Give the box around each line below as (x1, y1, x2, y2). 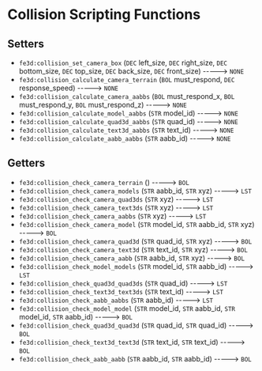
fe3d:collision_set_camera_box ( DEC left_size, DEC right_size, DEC (18, 58, 228, 67)
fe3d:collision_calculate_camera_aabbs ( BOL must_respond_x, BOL (18, 92, 235, 100)
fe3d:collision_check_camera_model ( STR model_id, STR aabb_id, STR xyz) (18, 219, 255, 229)
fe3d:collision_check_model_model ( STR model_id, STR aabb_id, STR (18, 303, 236, 313)
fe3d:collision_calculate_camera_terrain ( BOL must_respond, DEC (18, 75, 235, 84)
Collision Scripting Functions (7, 6, 201, 24)
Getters (7, 157, 46, 170)
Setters (7, 37, 45, 51)
